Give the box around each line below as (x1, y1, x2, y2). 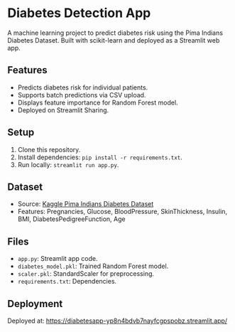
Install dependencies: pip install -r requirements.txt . (17, 153, 183, 161)
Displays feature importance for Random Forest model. (17, 98, 179, 107)
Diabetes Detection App (7, 5, 151, 21)
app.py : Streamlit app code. (17, 255, 98, 263)
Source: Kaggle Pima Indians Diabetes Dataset (17, 200, 154, 208)
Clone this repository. (17, 145, 81, 154)
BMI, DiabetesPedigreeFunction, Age (17, 215, 126, 223)
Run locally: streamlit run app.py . (17, 160, 119, 168)
